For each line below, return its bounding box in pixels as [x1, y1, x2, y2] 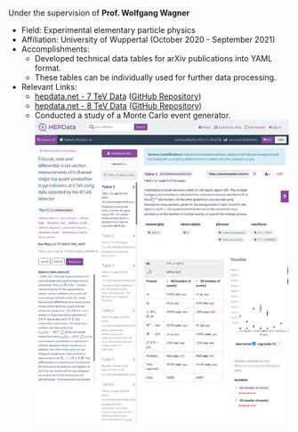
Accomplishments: [20, 44, 90, 54]
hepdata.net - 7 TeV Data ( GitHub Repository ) [34, 91, 202, 102]
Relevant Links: [20, 82, 77, 92]
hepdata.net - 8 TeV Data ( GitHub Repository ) [34, 101, 202, 110]
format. [34, 62, 61, 73]
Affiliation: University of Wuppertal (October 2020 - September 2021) [20, 35, 276, 45]
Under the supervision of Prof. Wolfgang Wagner [8, 8, 190, 18]
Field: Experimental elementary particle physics [20, 25, 197, 35]
